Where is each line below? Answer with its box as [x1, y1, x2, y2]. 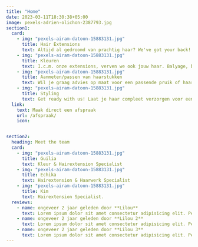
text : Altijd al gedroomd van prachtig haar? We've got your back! [21, 47, 192, 53]
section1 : [6, 25, 31, 31]
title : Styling [21, 91, 60, 96]
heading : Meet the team [11, 139, 70, 145]
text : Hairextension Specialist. [21, 193, 104, 200]
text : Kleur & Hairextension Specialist [21, 161, 123, 167]
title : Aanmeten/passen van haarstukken [21, 74, 123, 80]
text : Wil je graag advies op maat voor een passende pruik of [21, 80, 181, 86]
